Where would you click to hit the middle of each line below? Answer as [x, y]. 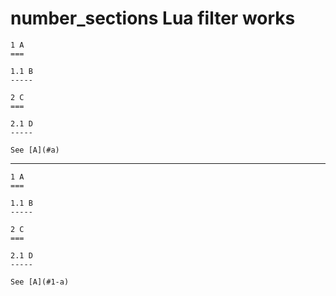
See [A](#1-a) [40, 282]
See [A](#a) [35, 150]
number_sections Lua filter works [153, 18]
